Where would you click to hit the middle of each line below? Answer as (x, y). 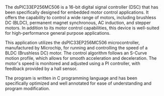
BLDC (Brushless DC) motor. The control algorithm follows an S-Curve (76, 53)
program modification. (27, 88)
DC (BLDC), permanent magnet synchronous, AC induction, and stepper (78, 23)
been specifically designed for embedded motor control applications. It (77, 12)
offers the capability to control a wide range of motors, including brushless (81, 17)
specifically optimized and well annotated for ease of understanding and (78, 83)
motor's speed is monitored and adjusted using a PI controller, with (73, 63)
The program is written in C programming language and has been (71, 78)
